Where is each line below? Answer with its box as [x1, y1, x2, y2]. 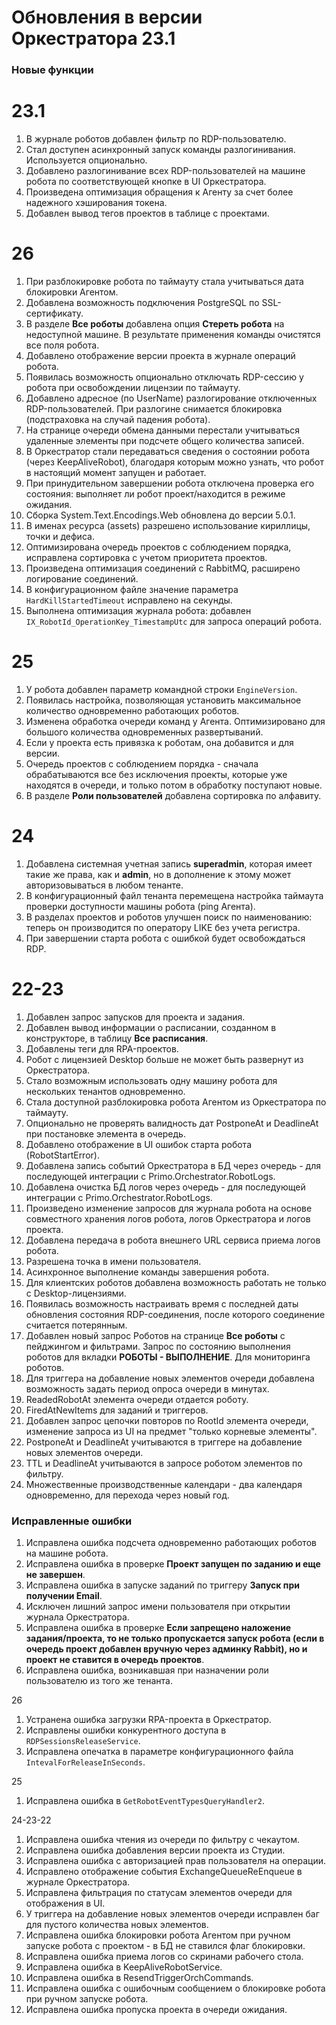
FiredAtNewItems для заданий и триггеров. [25, 1404, 209, 1416]
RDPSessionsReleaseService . [25, 1735, 141, 1747]
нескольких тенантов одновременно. [25, 1085, 186, 1097]
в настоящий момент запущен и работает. [25, 466, 207, 478]
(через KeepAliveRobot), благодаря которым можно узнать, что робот [25, 456, 325, 468]
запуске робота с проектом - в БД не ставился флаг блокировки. [25, 1940, 306, 1952]
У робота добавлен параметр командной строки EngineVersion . [25, 683, 298, 695]
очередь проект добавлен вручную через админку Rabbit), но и [25, 1643, 308, 1655]
